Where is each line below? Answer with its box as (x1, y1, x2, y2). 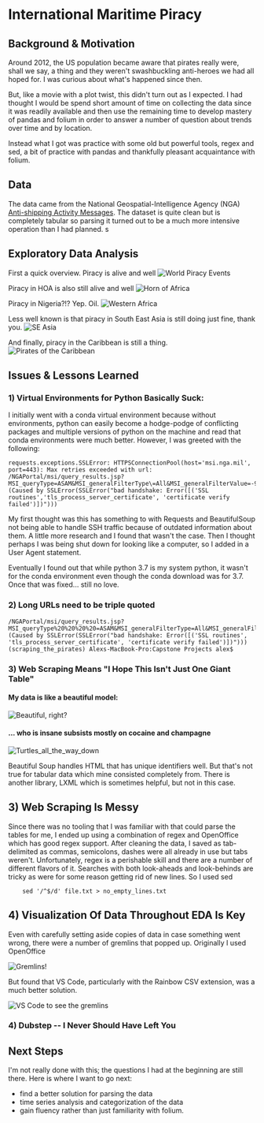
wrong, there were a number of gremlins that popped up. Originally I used (8, 938, 247, 947)
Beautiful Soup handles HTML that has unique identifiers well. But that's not (8, 761, 253, 770)
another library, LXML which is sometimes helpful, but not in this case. (8, 778, 236, 787)
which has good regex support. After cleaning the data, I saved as (8, 838, 222, 848)
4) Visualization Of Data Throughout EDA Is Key (8, 908, 246, 922)
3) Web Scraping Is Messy (8, 800, 139, 814)
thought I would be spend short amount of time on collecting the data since (8, 99, 252, 107)
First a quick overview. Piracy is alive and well (8, 268, 156, 278)
